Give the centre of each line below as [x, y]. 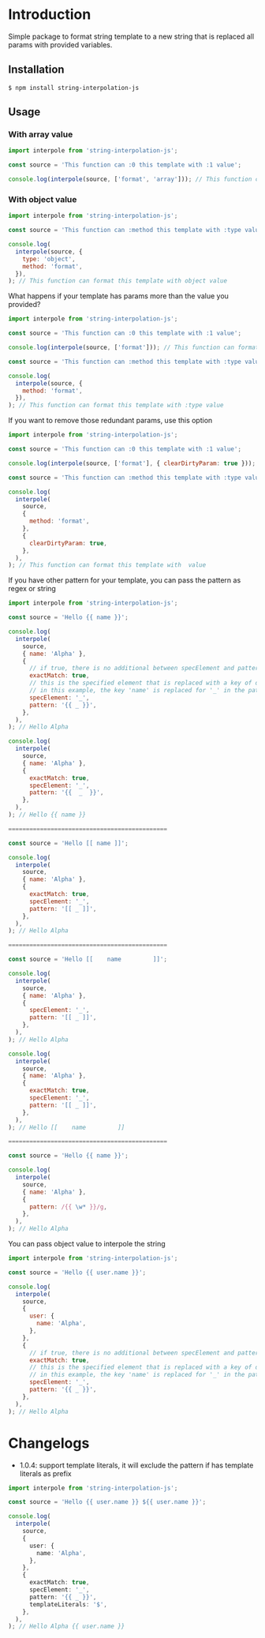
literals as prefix [46, 1473]
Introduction [50, 15]
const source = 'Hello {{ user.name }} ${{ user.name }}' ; [107, 1502]
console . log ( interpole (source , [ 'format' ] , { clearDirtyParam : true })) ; [132, 463]
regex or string [32, 589]
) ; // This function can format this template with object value [118, 281]
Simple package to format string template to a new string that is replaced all [131, 36]
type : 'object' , [49, 259]
